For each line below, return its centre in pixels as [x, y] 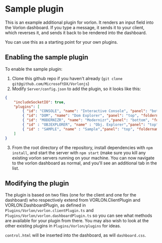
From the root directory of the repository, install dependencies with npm [82, 147]
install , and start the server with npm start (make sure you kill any [79, 153]
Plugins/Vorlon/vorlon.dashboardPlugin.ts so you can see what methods [79, 216]
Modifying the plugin [37, 183]
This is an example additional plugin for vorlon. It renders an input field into [79, 22]
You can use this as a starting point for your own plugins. [61, 42]
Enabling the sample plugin [47, 57]
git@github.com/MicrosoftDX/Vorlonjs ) [51, 83]
